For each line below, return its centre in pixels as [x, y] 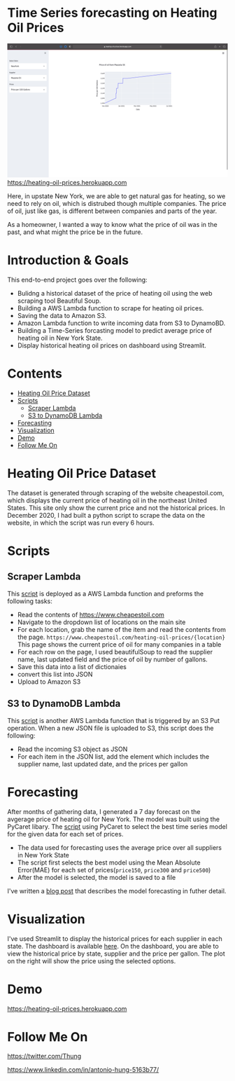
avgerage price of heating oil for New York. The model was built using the [114, 819]
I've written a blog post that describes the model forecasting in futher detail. [117, 890]
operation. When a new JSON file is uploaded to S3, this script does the [111, 728]
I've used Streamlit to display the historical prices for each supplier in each [115, 938]
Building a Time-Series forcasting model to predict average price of [114, 331]
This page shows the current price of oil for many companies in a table [119, 644]
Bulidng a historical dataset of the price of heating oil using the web [115, 294]
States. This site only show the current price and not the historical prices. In [116, 508]
